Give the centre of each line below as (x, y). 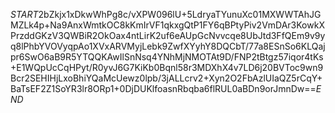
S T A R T (24, 14)
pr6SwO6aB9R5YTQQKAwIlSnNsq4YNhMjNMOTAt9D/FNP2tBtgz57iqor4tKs (167, 57)
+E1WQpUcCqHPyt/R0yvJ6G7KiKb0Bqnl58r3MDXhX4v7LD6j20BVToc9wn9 (167, 67)
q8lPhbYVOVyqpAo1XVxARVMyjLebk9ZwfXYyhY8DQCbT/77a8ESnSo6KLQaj (168, 46)
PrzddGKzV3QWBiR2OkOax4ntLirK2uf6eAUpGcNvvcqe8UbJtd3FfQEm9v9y (168, 35)
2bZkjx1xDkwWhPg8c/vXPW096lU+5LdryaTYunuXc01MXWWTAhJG (180, 14)
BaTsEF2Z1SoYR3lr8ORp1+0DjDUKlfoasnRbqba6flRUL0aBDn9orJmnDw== (163, 88)
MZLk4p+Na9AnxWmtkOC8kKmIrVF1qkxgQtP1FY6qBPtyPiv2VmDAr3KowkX (167, 25)
